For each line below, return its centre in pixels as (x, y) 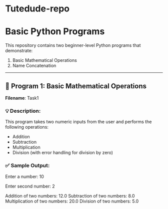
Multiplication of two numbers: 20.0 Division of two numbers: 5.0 (72, 201)
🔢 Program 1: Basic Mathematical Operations (76, 86)
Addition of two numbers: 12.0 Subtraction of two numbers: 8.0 (70, 196)
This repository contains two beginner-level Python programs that (73, 45)
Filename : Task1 (22, 98)
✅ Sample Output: (27, 166)
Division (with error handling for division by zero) (63, 153)
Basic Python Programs (55, 32)
